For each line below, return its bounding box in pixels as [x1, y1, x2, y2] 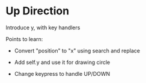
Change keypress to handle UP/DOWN [14, 70, 111, 77]
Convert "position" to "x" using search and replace [14, 47, 141, 54]
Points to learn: [5, 35, 43, 42]
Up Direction [5, 4, 70, 18]
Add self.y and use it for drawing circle [14, 59, 111, 66]
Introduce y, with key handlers [5, 24, 81, 31]
